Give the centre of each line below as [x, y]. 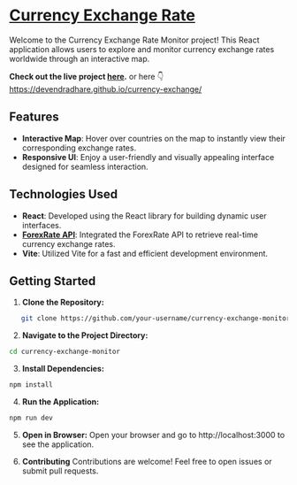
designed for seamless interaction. [85, 166]
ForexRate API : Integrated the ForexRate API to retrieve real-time [140, 235]
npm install [31, 385]
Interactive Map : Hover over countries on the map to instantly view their [153, 138]
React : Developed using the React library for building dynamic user [144, 216]
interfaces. [42, 225]
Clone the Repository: [63, 303]
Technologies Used [63, 194]
